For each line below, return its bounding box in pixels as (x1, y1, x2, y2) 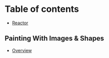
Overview (11, 47, 32, 53)
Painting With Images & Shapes (4, 34, 104, 43)
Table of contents (4, 3, 79, 15)
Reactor (11, 20, 28, 26)
